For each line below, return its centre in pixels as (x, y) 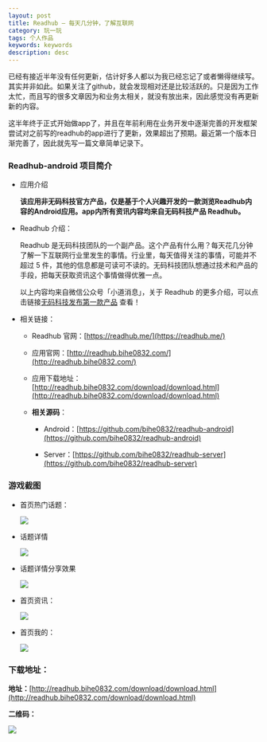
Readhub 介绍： (46, 229)
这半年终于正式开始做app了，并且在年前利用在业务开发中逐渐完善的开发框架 (133, 123)
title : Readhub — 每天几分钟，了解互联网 (71, 23)
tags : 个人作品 (31, 38)
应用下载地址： (56, 379)
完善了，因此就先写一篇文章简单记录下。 (81, 143)
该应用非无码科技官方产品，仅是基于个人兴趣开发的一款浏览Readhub (132, 202)
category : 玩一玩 (35, 30)
